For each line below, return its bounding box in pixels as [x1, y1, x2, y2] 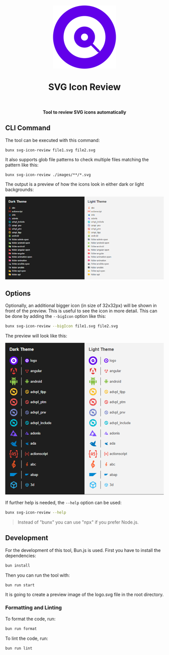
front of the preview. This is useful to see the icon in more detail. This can [5, 308, 157, 314]
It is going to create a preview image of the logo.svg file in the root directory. [5, 591, 164, 598]
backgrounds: [5, 186, 34, 193]
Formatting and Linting [5, 604, 62, 611]
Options [5, 289, 31, 298]
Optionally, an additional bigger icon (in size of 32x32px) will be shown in [5, 303, 157, 309]
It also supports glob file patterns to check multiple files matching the [5, 156, 149, 162]
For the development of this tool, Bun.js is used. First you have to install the [5, 547, 161, 553]
